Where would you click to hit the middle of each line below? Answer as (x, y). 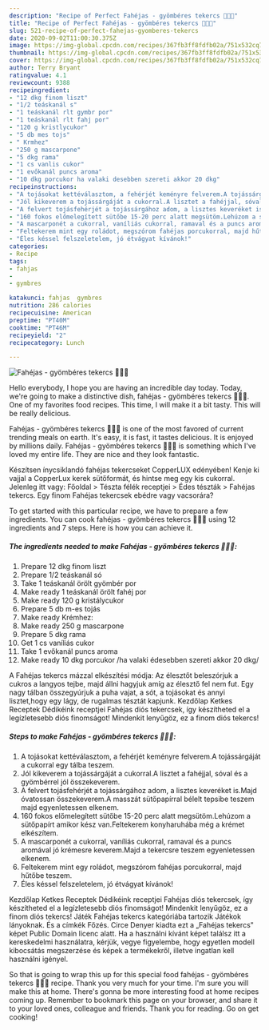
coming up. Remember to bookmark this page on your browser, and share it (133, 1000)
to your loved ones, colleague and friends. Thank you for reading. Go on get (134, 1008)
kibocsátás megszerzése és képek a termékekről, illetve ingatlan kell (122, 951)
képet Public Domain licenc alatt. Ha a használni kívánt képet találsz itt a (128, 934)
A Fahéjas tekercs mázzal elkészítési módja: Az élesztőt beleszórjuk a (124, 675)
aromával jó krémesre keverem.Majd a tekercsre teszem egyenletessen (138, 850)
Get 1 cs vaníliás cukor (57, 643)
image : (20, 46)
